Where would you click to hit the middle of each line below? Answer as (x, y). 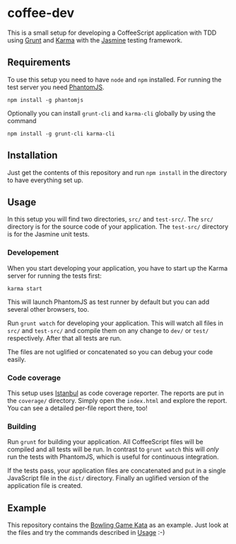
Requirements (39, 63)
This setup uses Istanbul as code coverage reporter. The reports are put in (116, 393)
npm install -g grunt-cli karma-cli (61, 134)
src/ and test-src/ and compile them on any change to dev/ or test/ (108, 330)
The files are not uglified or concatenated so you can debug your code (110, 351)
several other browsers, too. (48, 309)
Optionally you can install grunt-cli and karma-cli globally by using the (112, 113)
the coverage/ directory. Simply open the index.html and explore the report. (117, 400)
